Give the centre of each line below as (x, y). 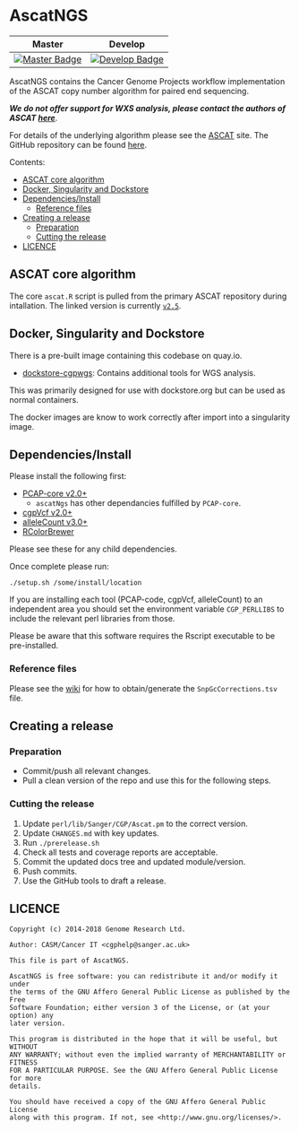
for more (26, 1079)
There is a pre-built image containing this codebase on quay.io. (126, 355)
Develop (127, 44)
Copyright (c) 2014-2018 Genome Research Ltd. (98, 929)
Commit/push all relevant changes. (86, 771)
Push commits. (50, 871)
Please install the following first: (68, 476)
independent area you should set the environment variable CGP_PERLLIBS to (147, 609)
